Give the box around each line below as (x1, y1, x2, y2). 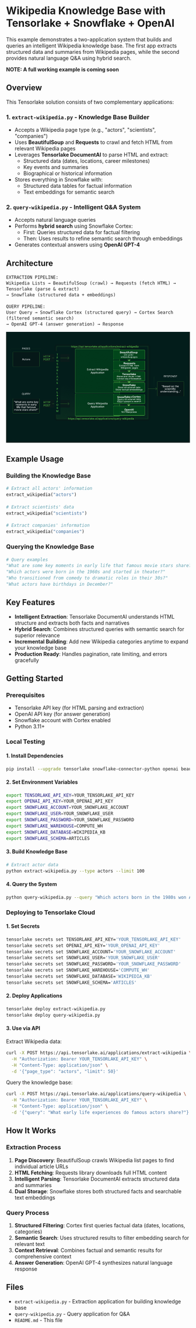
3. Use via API (6, 1025, 41, 1032)
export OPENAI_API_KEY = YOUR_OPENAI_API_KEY (6, 798, 114, 804)
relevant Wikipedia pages (14, 145, 76, 152)
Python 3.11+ (14, 723, 45, 730)
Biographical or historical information (23, 170, 113, 177)
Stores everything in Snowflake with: (14, 176, 103, 183)
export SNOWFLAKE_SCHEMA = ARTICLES (6, 835, 90, 841)
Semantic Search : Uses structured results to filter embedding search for (14, 1234, 190, 1241)
